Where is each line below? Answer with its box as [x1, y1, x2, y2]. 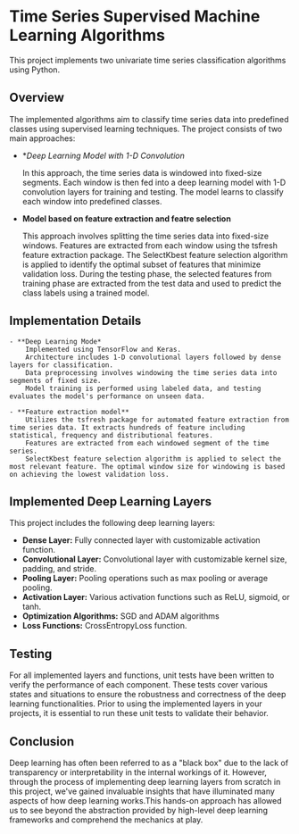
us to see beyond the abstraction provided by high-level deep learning [9, 805, 268, 815]
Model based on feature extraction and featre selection [21, 213, 232, 224]
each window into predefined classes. [21, 196, 162, 206]
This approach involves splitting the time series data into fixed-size [21, 230, 270, 241]
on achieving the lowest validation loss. [9, 470, 170, 479]
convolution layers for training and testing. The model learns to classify [21, 186, 284, 197]
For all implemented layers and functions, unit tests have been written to [9, 670, 275, 680]
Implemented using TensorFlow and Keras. [25, 345, 181, 354]
